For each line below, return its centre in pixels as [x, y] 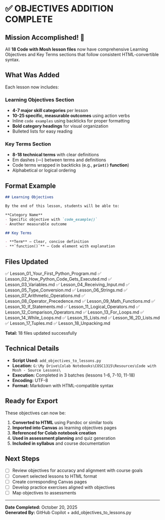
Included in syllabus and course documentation [61, 443]
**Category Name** [24, 215]
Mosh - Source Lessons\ [37, 370]
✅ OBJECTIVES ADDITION [59, 9]
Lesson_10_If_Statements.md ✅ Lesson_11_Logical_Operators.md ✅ [72, 307]
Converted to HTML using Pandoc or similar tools [63, 422]
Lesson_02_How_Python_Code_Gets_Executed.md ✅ [58, 279]
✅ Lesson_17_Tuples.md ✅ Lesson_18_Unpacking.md [58, 323]
